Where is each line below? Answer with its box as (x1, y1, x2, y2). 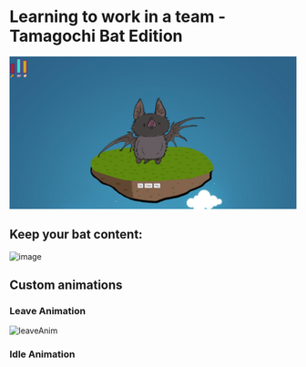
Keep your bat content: (9, 227, 143, 242)
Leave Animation (9, 304, 87, 317)
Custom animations (9, 277, 123, 292)
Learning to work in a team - (9, 6, 226, 27)
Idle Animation (9, 348, 76, 361)
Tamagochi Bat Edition (9, 25, 184, 46)
